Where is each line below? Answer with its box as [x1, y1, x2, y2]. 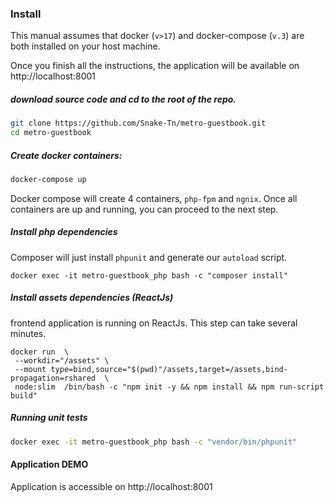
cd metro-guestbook [10, 128, 92, 138]
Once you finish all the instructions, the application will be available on [10, 60, 300, 72]
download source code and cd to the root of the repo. [10, 93, 237, 105]
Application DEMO [10, 458, 89, 471]
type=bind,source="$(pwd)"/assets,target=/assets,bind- [50, 364, 288, 374]
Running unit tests [10, 412, 88, 424]
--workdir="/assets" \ [14, 355, 110, 366]
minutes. [10, 327, 47, 339]
